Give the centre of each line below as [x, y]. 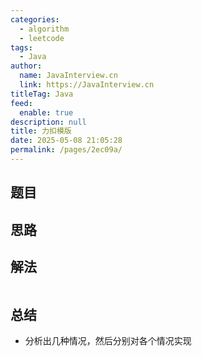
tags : [21, 47]
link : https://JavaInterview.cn [87, 85]
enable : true [46, 112]
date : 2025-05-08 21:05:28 [66, 141]
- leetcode [42, 38]
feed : [21, 103]
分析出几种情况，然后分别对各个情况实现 [108, 341]
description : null [48, 122]
